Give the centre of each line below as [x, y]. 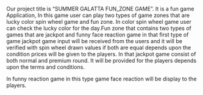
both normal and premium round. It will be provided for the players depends [101, 61]
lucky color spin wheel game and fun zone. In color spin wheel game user [99, 22]
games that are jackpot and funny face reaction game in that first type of [98, 35]
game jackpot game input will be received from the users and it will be [94, 41]
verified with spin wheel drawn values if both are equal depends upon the [99, 47]
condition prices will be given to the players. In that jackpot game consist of [101, 54]
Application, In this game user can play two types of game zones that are [98, 15]
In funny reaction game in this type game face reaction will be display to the [101, 79]
